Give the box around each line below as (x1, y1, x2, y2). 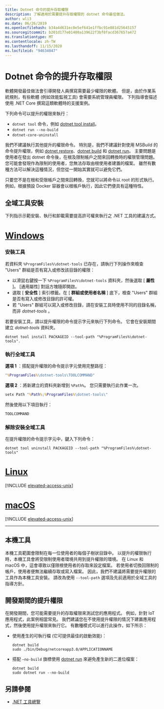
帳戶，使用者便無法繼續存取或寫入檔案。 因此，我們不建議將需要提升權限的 (5, 568, 156, 574)
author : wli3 (5, 16, 32, 21)
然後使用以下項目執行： (5, 401, 52, 407)
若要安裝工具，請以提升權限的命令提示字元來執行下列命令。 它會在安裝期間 (5, 318, 156, 324)
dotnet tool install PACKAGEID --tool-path (5, 334, 95, 339)
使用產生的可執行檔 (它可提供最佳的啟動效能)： (12, 633, 106, 639)
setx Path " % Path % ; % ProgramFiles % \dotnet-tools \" (5, 392, 108, 397)
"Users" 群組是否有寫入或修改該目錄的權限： (5, 267, 95, 273)
